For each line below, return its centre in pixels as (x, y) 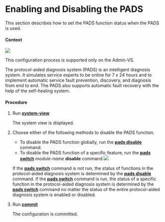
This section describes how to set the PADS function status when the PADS (82, 23)
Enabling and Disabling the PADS (74, 9)
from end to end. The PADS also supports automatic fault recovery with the (82, 86)
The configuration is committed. (45, 214)
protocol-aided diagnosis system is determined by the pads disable (82, 174)
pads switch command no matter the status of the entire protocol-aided (86, 190)
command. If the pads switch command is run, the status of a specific (84, 179)
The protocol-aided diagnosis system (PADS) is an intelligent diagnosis (78, 70)
